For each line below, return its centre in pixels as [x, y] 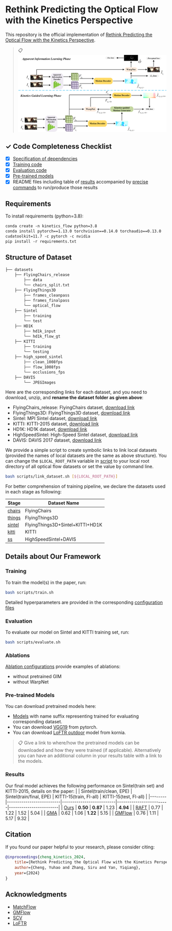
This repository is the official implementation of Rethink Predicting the [79, 34]
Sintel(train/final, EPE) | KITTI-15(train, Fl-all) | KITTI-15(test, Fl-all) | [76, 797]
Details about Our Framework [53, 557]
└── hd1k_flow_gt [42, 336]
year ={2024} [27, 873]
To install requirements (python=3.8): [44, 216]
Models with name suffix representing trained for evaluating [76, 716]
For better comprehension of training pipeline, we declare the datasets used [85, 486]
